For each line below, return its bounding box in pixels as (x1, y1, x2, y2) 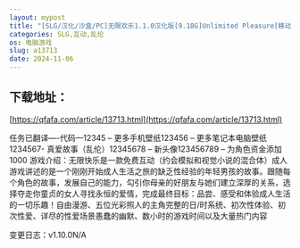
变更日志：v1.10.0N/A (9, 229, 87, 240)
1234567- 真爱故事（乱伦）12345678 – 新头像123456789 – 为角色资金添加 (9, 144, 283, 154)
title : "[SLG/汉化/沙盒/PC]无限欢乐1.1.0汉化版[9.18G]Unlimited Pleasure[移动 (9, 21, 292, 30)
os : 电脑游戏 (9, 37, 53, 47)
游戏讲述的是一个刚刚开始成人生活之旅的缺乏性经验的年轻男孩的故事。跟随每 (9, 166, 291, 177)
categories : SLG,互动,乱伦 (9, 29, 104, 38)
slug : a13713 (9, 46, 58, 55)
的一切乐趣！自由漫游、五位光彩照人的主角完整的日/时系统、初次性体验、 (9, 199, 279, 210)
